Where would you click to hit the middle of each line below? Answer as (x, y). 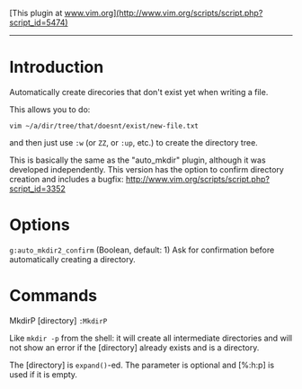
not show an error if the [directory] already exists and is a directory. (134, 347)
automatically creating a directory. (73, 259)
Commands (53, 296)
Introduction (57, 67)
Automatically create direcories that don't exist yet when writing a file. (139, 92)
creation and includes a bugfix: (67, 179)
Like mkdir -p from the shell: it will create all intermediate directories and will (151, 338)
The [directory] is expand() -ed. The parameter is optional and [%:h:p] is (142, 365)
